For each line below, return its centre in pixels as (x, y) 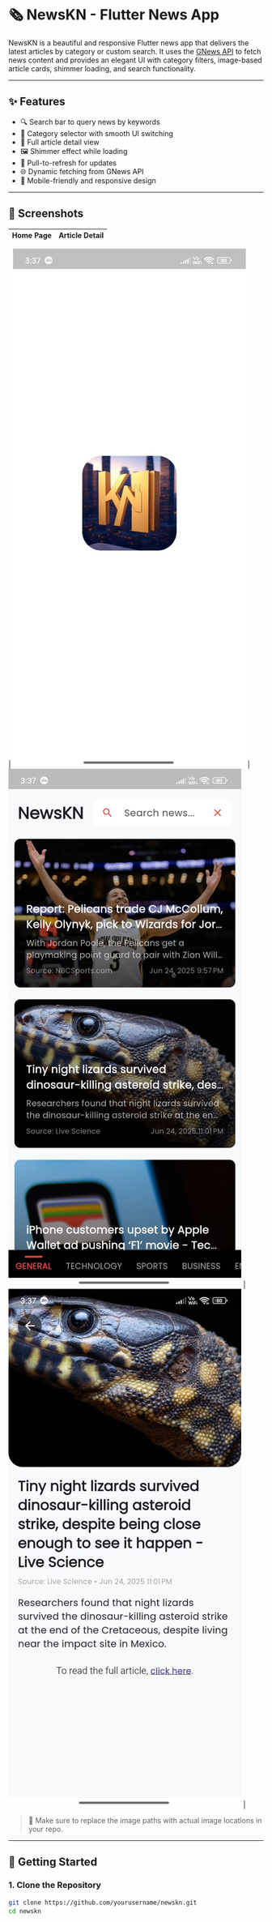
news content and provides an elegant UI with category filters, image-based (136, 60)
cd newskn (25, 1911)
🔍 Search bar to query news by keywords (90, 122)
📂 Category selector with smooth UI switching (97, 133)
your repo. (45, 1829)
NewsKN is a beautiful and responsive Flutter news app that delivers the (129, 43)
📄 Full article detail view (59, 142)
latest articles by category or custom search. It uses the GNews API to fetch (135, 51)
